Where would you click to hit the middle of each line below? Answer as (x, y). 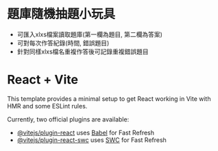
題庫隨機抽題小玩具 (61, 14)
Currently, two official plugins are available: (68, 119)
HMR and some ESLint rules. (47, 106)
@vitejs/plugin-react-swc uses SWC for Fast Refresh (92, 140)
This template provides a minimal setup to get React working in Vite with (109, 98)
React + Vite (43, 80)
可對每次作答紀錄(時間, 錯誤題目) (63, 43)
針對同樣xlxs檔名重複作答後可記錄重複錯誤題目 (83, 51)
